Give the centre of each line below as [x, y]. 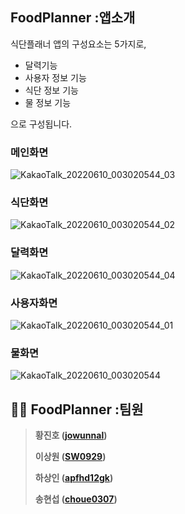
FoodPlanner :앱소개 [73, 18]
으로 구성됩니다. [41, 124]
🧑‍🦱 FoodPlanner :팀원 [77, 409]
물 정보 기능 [48, 102]
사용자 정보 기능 [55, 77]
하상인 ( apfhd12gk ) [74, 478]
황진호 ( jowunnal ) [71, 435]
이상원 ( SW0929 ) [70, 457]
